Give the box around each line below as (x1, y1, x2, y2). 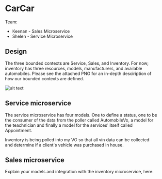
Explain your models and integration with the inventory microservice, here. (5, 169, 154, 175)
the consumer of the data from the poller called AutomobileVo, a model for (5, 117, 154, 123)
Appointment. (5, 127, 32, 133)
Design (5, 47, 27, 56)
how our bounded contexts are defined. (5, 75, 84, 81)
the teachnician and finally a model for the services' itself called (5, 122, 133, 128)
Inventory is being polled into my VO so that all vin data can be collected (5, 136, 149, 143)
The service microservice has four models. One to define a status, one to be (5, 112, 158, 118)
